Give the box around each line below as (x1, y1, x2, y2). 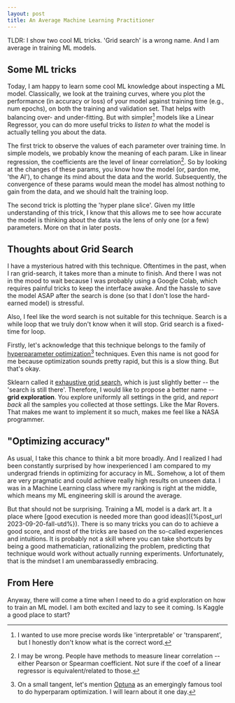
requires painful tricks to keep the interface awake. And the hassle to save (7, 284, 222, 292)
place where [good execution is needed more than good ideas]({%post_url (7, 512, 222, 520)
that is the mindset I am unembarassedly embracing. (7, 557, 159, 565)
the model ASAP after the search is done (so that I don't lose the (7, 292, 193, 300)
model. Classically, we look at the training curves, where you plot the (7, 90, 206, 98)
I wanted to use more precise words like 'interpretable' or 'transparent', (17, 630, 222, 639)
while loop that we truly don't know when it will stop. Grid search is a (7, 320, 206, 329)
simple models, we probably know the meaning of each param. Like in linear (7, 148, 227, 157)
